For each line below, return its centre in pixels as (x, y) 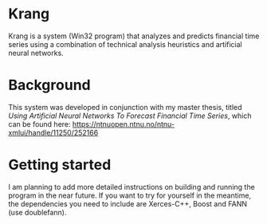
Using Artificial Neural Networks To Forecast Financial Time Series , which (130, 116)
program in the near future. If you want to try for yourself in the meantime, (130, 195)
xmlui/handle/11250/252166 (53, 132)
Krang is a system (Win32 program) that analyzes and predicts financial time (134, 36)
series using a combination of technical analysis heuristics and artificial (126, 44)
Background (49, 85)
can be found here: (39, 124)
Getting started (60, 165)
